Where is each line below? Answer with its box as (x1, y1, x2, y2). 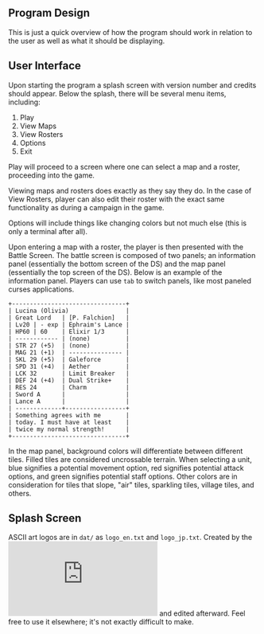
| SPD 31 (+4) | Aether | (8, 362, 130, 370)
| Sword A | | (8, 390, 130, 398)
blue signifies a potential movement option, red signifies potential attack (8, 463, 244, 472)
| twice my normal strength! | (8, 425, 130, 433)
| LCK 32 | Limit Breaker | (8, 370, 130, 378)
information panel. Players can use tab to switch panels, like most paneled (8, 276, 252, 285)
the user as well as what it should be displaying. (8, 36, 165, 45)
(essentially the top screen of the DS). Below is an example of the (8, 267, 223, 277)
